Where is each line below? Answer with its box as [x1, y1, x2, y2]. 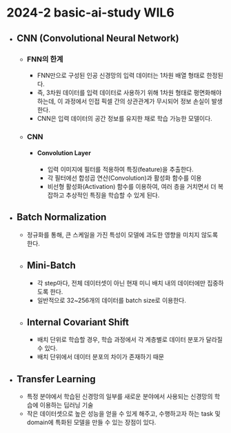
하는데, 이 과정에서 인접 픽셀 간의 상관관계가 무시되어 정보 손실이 [37, 97, 210, 105]
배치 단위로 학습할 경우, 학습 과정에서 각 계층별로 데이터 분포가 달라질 [37, 336, 223, 344]
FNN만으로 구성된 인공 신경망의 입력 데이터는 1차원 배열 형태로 [37, 71, 205, 79]
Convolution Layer [37, 149, 91, 157]
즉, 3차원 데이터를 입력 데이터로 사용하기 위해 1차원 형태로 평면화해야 [37, 88, 222, 97]
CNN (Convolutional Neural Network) [16, 32, 180, 44]
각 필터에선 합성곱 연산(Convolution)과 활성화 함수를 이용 [47, 174, 202, 182]
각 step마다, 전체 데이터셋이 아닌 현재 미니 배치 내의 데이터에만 [37, 279, 206, 287]
